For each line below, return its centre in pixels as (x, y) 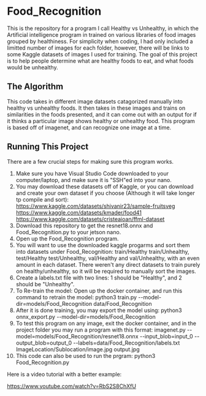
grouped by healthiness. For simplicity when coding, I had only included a (100, 41)
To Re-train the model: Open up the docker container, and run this (99, 291)
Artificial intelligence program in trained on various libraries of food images (101, 34)
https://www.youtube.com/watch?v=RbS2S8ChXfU (72, 386)
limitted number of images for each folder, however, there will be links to (98, 48)
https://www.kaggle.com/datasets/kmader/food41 (79, 212)
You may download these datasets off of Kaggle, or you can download (105, 186)
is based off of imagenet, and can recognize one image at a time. (89, 128)
